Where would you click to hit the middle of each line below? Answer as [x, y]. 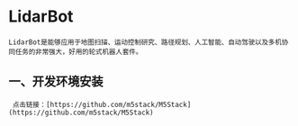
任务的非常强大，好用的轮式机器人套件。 [79, 51]
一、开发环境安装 [56, 81]
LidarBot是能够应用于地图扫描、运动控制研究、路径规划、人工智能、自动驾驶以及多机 [145, 42]
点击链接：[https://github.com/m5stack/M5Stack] [102, 104]
